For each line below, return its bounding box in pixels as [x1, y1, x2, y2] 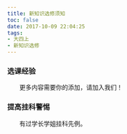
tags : [7, 29, 23, 37]
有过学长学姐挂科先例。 [19, 119, 87, 128]
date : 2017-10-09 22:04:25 [7, 23, 85, 30]
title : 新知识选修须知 [7, 10, 66, 17]
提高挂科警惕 [7, 102, 51, 112]
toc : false [7, 17, 39, 23]
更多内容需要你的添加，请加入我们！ [19, 84, 123, 92]
